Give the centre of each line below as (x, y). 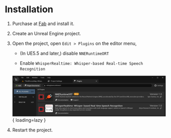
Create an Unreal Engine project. (46, 33)
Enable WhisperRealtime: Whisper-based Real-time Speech (81, 63)
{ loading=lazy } (29, 120)
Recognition (32, 69)
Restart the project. (32, 130)
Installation (29, 9)
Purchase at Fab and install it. (43, 24)
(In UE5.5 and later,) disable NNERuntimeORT (64, 53)
